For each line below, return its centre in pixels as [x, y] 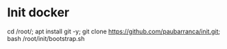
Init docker [38, 13]
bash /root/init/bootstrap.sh [46, 38]
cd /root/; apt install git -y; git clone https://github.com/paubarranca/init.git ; [114, 31]
